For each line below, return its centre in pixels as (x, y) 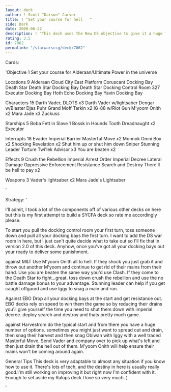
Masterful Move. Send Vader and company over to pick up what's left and (83, 341)
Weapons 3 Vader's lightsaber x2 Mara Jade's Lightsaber (65, 180)
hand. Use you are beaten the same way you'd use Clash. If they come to (82, 272)
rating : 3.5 (18, 39)
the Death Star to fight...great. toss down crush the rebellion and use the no (84, 278)
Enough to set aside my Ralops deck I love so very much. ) (67, 377)
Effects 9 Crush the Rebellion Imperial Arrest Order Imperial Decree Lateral (83, 159)
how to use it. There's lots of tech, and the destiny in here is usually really (82, 367)
